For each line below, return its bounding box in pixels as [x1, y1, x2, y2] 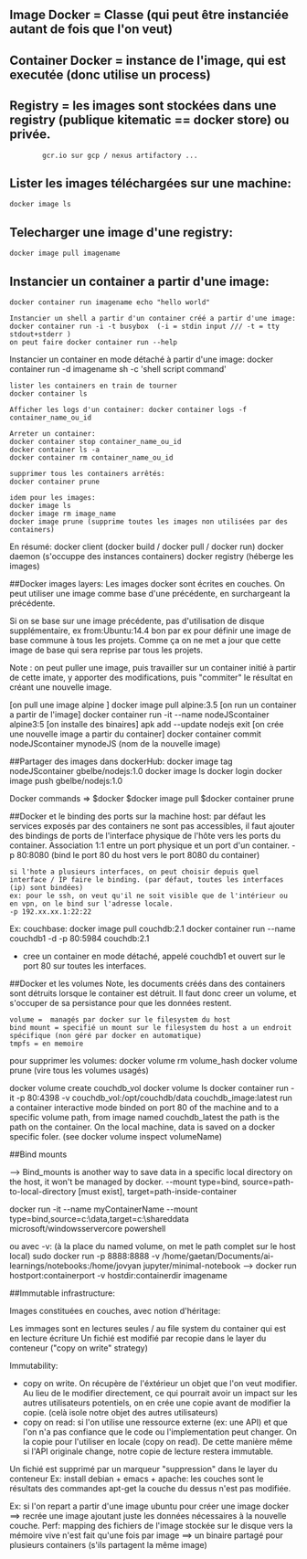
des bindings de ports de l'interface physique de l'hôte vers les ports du [9, 831, 281, 842]
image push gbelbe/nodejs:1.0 [9, 776, 123, 787]
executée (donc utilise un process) [9, 67, 212, 82]
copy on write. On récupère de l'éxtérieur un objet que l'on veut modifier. [22, 1378, 298, 1389]
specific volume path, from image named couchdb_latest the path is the [9, 1112, 281, 1123]
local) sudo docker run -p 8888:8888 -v [9, 1251, 160, 1262]
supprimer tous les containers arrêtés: [9, 470, 166, 479]
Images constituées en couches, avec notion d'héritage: [9, 1306, 221, 1317]
